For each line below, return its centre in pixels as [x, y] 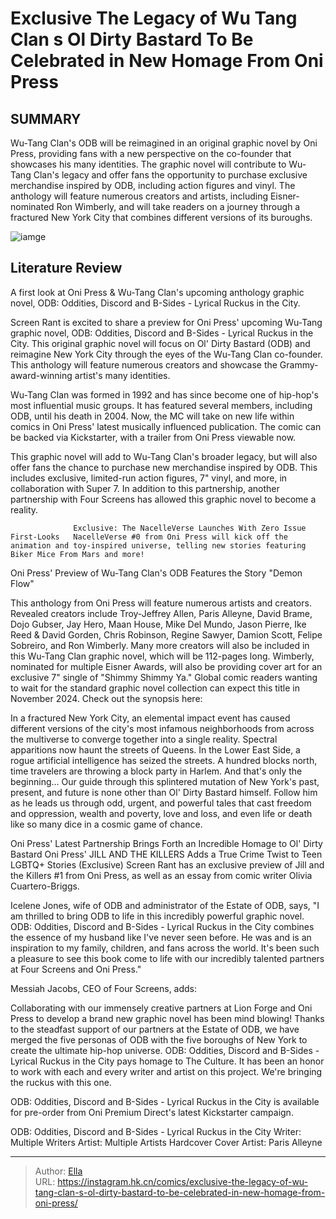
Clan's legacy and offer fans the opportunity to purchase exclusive [170, 175]
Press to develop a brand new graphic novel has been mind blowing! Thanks [167, 1018]
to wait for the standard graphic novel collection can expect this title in [155, 688]
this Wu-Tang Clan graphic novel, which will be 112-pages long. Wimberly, [162, 656]
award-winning [41, 375]
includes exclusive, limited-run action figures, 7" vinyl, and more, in [149, 478]
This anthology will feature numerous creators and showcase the [144, 364]
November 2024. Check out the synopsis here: [106, 698]
